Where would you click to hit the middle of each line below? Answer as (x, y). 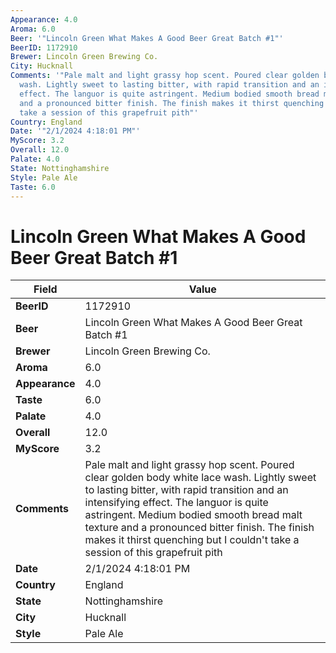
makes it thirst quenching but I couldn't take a (192, 540)
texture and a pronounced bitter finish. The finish (199, 528)
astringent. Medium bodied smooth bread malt (193, 515)
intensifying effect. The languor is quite (176, 503)
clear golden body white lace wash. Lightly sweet (200, 478)
